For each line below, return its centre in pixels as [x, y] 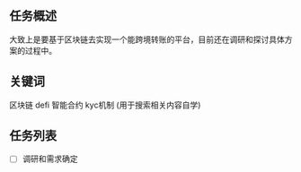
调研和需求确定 [50, 159]
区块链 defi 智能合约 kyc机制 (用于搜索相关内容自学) [105, 105]
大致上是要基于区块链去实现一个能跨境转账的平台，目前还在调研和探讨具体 [147, 39]
